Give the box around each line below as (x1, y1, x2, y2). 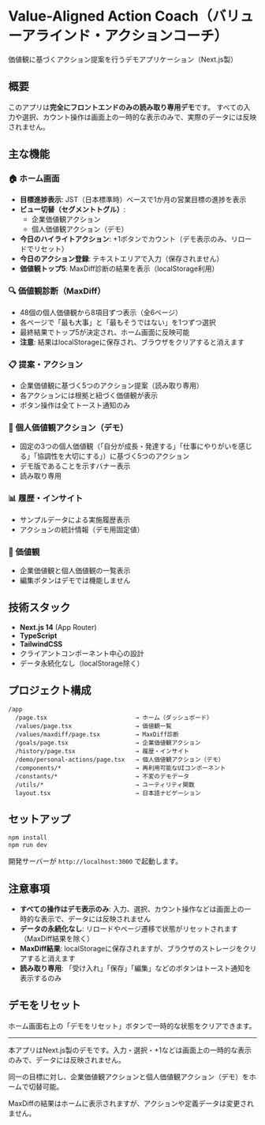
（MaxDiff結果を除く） (19, 933, 95, 943)
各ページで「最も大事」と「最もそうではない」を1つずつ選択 (19, 317, 216, 327)
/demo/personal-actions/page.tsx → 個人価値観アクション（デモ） (15, 756, 225, 763)
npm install (8, 834, 47, 842)
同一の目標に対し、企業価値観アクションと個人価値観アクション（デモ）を (8, 1071, 250, 1082)
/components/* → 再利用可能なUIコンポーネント (15, 763, 226, 772)
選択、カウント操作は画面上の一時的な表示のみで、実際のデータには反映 (21, 112, 257, 122)
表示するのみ (19, 973, 62, 983)
